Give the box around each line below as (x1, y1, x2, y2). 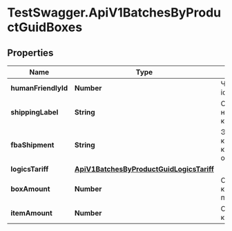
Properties (7, 47, 54, 59)
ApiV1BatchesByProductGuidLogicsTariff (75, 164, 214, 174)
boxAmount (10, 184, 50, 194)
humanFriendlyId (10, 83, 68, 92)
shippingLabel (10, 108, 59, 117)
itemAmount (10, 208, 53, 218)
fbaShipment (10, 140, 55, 150)
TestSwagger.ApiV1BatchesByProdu (7, 5, 222, 21)
